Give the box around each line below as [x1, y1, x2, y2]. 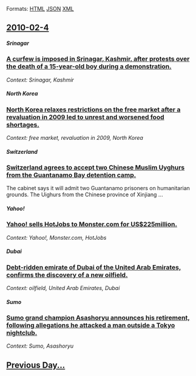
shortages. [6, 120, 39, 129]
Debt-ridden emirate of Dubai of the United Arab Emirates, [6, 263, 181, 271]
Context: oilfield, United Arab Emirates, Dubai [6, 285, 120, 292]
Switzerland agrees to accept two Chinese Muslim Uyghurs [6, 163, 185, 172]
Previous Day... [6, 360, 66, 370]
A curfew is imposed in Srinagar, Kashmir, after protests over [6, 54, 190, 63]
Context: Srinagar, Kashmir [6, 76, 74, 84]
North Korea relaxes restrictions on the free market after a [6, 105, 181, 114]
